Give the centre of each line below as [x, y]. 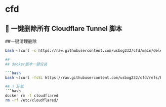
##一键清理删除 [21, 41]
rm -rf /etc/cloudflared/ [32, 100]
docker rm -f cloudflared [32, 96]
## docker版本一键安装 [26, 64]
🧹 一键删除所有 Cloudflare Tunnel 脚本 [64, 28]
